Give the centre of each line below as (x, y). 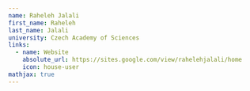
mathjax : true (32, 74)
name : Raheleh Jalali (44, 15)
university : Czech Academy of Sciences (74, 38)
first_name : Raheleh (42, 23)
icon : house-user (51, 67)
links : (19, 45)
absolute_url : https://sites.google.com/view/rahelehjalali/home (133, 60)
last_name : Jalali (38, 30)
